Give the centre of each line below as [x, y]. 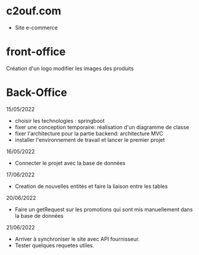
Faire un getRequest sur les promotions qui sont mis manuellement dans [104, 209]
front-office [36, 52]
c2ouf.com [34, 11]
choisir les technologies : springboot [60, 120]
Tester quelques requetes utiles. [54, 245]
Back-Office [37, 92]
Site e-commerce [36, 28]
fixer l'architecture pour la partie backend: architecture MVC [89, 133]
